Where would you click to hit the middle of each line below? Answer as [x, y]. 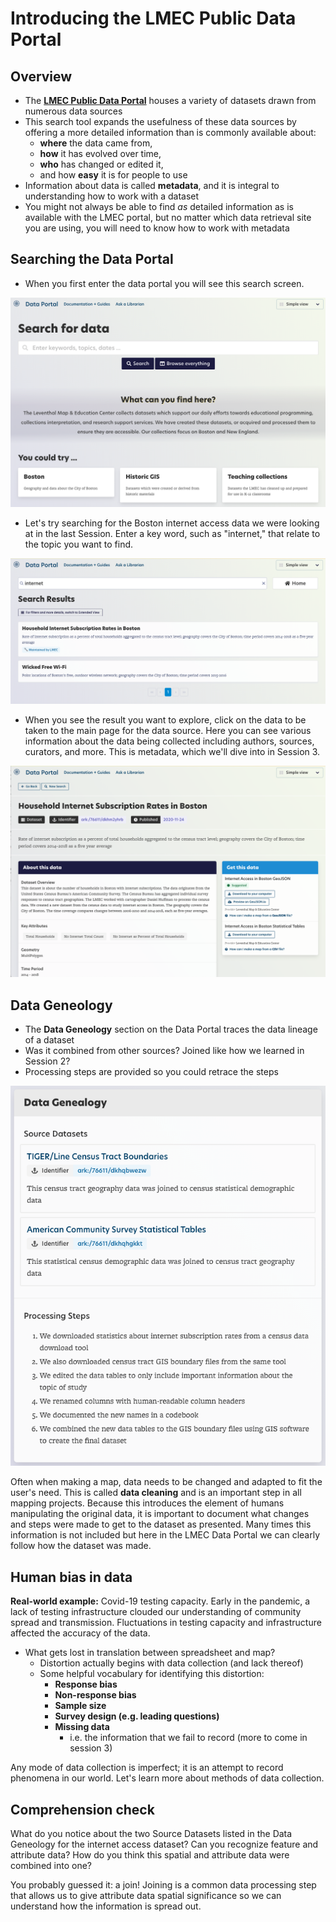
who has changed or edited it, [101, 164]
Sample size [80, 1706]
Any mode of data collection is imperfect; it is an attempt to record [147, 1768]
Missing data [82, 1727]
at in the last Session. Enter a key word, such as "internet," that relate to [172, 533]
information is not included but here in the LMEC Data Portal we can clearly [165, 1535]
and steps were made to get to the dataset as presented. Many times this [161, 1524]
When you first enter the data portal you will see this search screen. [164, 283]
